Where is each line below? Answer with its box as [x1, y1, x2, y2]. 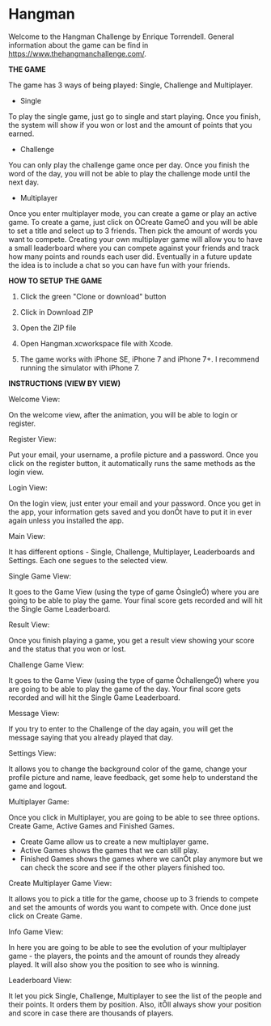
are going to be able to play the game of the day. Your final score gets [8, 684, 241, 693]
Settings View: [8, 748, 57, 757]
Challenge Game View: [8, 659, 85, 669]
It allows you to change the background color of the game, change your [8, 764, 248, 774]
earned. [8, 129, 35, 138]
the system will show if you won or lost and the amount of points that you [8, 120, 252, 129]
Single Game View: [8, 571, 71, 581]
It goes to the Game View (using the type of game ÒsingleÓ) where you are [8, 587, 260, 596]
